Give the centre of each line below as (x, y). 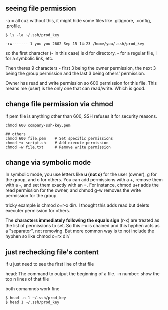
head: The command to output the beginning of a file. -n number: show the (83, 274)
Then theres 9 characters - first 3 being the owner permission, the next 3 (81, 68)
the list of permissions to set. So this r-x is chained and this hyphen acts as (83, 226)
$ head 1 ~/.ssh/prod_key (32, 302)
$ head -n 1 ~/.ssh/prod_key (36, 298)
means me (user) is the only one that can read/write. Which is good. (76, 88)
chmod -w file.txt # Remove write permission (58, 147)
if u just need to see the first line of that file (50, 264)
